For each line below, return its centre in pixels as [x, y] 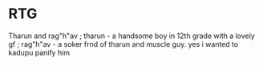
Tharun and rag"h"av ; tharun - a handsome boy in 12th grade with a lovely [131, 36]
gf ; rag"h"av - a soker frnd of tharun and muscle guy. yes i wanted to [123, 44]
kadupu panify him [39, 52]
